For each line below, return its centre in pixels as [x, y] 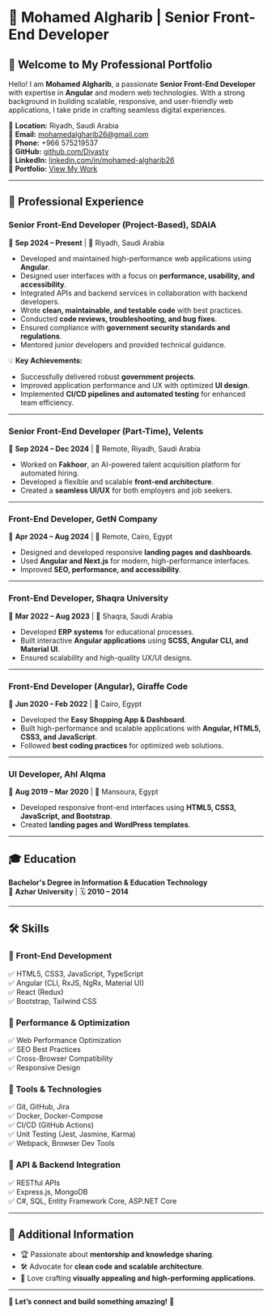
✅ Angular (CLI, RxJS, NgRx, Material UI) [76, 983]
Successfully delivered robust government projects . [108, 377]
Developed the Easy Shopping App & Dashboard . [103, 719]
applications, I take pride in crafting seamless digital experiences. [117, 110]
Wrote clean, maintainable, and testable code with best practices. [132, 310]
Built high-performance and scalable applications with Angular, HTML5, [140, 728]
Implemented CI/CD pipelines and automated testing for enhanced [133, 394]
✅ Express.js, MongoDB [48, 1191]
